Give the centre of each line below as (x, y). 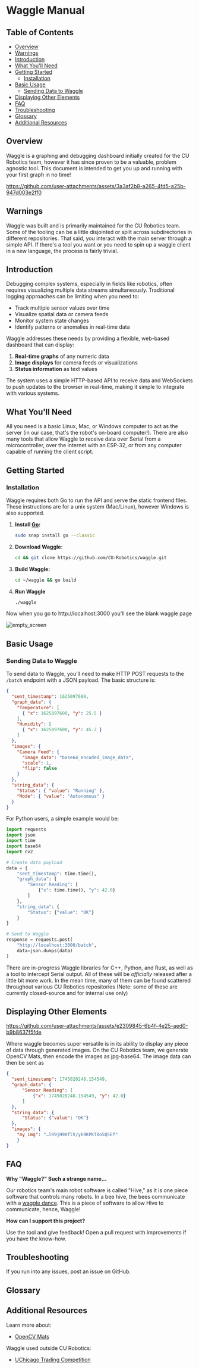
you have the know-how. (36, 1239)
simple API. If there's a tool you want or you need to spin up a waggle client (99, 244)
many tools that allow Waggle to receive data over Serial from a (83, 439)
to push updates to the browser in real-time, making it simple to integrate (95, 387)
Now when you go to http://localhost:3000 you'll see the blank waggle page (99, 613)
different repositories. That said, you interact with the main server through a (99, 238)
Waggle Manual (45, 10)
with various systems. (33, 393)
